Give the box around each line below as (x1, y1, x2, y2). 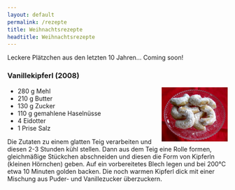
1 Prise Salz (17, 124, 51, 132)
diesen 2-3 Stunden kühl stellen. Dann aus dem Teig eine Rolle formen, (7, 145, 212, 153)
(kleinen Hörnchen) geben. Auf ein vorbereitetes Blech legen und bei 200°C (7, 159, 226, 168)
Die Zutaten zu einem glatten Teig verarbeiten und (7, 137, 152, 146)
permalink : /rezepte (7, 18, 68, 26)
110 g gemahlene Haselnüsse (17, 109, 101, 117)
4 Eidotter (17, 116, 47, 125)
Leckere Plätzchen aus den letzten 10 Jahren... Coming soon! (7, 53, 184, 62)
